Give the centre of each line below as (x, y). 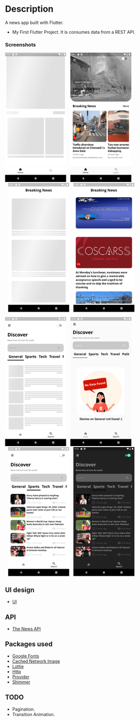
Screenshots (20, 45)
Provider (21, 676)
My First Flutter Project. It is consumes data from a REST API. (74, 32)
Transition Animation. (33, 714)
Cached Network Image (36, 661)
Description (29, 9)
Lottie (18, 666)
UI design (20, 590)
